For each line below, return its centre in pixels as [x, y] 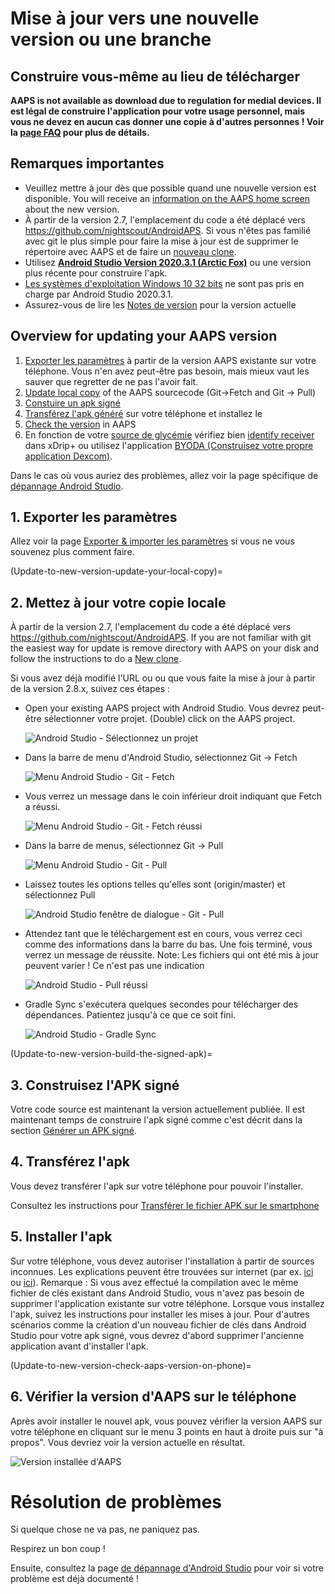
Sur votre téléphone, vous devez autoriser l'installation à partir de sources [162, 1261]
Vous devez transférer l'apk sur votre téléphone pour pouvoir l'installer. [157, 1186]
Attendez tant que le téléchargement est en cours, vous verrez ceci [163, 934]
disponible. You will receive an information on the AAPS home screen [167, 198]
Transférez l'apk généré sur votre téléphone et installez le [143, 413]
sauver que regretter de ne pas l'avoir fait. [111, 381]
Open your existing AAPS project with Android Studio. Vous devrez [162, 708]
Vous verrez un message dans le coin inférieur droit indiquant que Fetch [173, 796]
